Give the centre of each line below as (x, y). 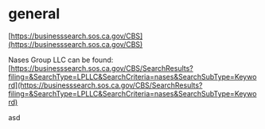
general (34, 14)
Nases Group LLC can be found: (61, 60)
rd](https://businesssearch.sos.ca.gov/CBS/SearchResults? (105, 85)
